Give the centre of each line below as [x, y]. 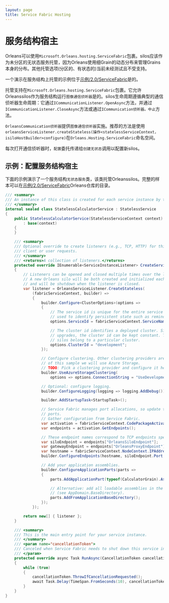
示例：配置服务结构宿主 [41, 166]
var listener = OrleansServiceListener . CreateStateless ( [84, 288]
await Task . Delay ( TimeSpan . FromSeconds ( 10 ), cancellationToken [100, 582]
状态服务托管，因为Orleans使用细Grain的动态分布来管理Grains [96, 62]
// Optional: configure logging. [76, 386]
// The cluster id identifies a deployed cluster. [104, 331]
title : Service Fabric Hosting [38, 15]
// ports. [51, 414]
